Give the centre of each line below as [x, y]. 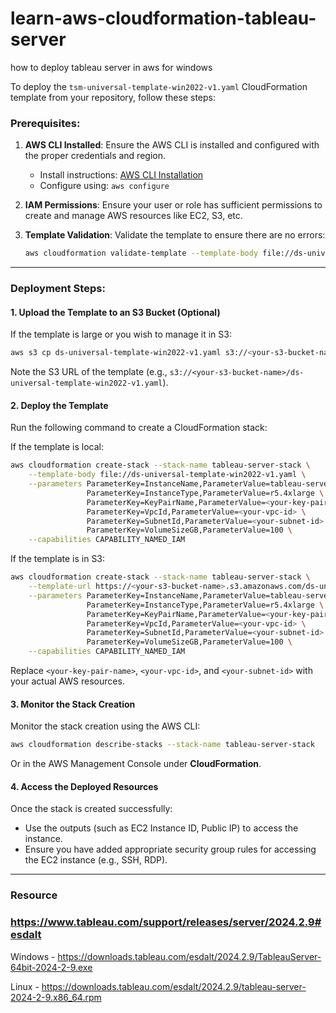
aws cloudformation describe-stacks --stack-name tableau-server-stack [162, 745]
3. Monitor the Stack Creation [73, 704]
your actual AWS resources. [67, 681]
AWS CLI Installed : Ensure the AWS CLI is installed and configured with [172, 145]
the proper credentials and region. [95, 156]
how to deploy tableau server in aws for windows [111, 67]
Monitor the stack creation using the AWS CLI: [105, 726]
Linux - [25, 986]
